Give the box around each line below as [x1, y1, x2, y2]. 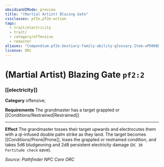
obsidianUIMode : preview [5, 7, 56, 12]
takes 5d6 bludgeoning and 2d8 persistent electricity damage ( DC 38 [5, 142, 143, 147]
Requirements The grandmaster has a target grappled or [5, 107, 120, 113]
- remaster [9, 39, 32, 44]
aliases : [5, 43, 23, 48]
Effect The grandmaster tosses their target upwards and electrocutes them [5, 126, 156, 132]
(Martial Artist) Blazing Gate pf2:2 [5, 69, 145, 80]
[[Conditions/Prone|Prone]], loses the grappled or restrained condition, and [5, 136, 157, 142]
